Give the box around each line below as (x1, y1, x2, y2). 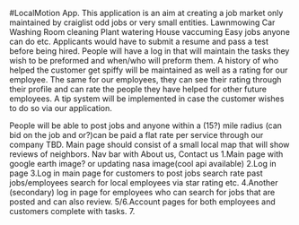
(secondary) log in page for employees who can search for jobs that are (9, 187, 276, 197)
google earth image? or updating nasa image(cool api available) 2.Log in (9, 159, 277, 169)
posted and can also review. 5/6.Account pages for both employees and (9, 196, 276, 207)
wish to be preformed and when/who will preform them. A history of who (9, 56, 279, 65)
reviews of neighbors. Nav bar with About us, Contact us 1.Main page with (9, 149, 284, 160)
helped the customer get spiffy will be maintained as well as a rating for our (9, 65, 288, 75)
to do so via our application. (9, 103, 112, 113)
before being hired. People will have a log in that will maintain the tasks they (9, 46, 290, 56)
